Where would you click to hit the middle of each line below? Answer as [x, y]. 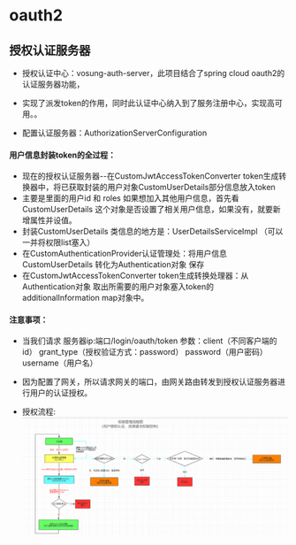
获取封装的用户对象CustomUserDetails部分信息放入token [172, 188]
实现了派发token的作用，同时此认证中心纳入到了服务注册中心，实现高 [148, 103]
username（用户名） [60, 363]
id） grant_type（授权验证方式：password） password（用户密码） [144, 352]
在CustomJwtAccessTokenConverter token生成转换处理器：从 [135, 276]
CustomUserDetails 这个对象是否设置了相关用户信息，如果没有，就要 [148, 210]
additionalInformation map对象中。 [85, 298]
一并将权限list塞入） [58, 242]
